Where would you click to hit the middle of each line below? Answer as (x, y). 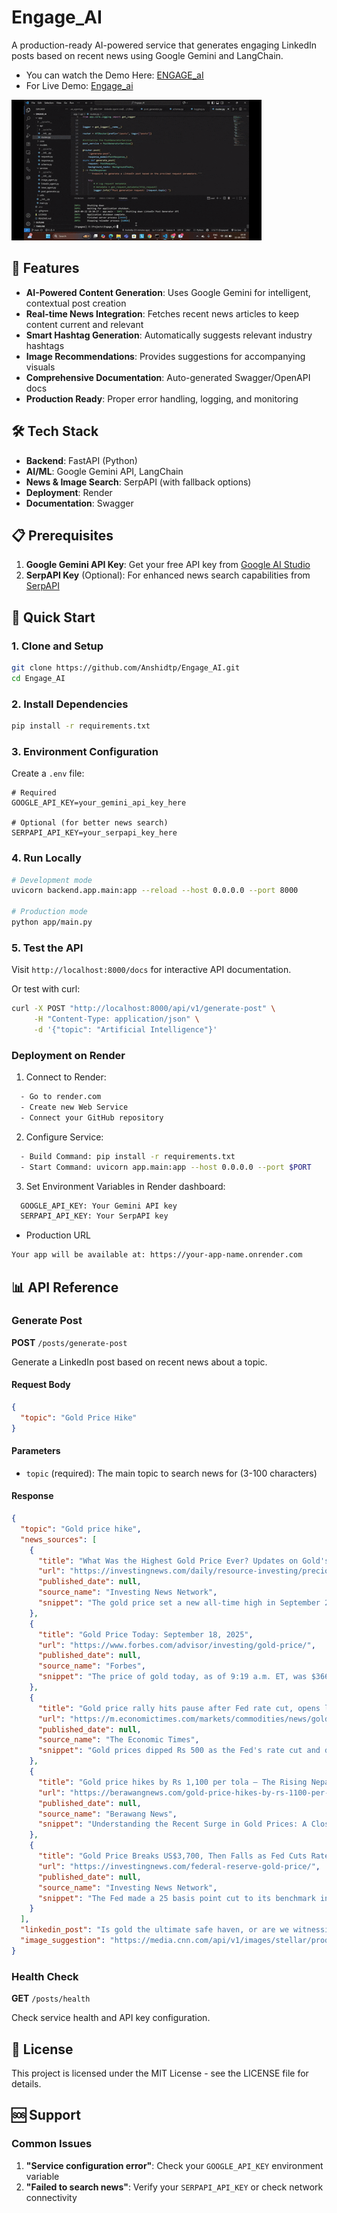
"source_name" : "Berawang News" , (107, 1814)
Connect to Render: (66, 1077)
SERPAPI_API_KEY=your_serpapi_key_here (94, 833)
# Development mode (52, 880)
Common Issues (52, 2144)
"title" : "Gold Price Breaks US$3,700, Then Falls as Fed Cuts (172, 1856)
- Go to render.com (61, 1097)
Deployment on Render (68, 1055)
